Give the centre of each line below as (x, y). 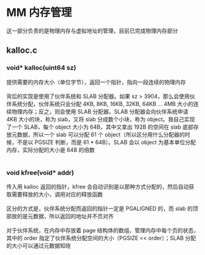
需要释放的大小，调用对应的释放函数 (57, 194)
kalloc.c (22, 51)
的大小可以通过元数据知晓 (39, 245)
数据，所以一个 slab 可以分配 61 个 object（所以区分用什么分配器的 (101, 134)
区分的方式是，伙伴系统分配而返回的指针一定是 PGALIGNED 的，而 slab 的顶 (102, 208)
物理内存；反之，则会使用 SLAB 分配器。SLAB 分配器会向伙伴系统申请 (100, 112)
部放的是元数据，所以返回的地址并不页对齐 (60, 216)
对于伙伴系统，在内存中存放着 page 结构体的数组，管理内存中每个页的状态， (103, 230)
